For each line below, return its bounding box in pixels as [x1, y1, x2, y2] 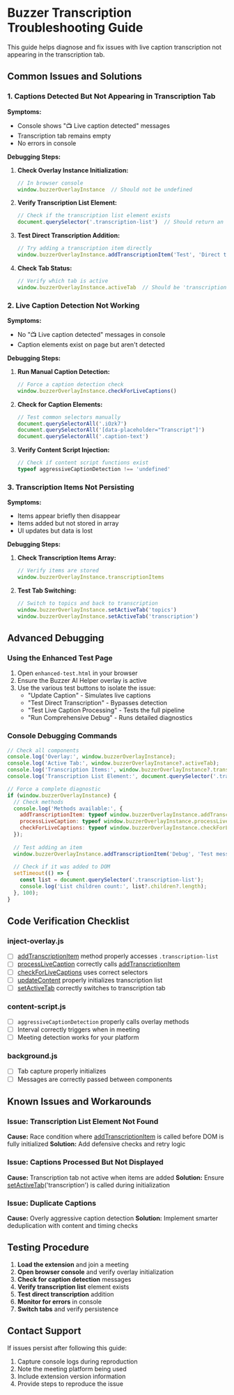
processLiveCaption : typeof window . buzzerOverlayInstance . [19, 818, 195, 825]
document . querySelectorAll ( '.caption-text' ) [17, 433, 149, 440]
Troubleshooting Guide [7, 20, 143, 36]
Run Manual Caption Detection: [17, 367, 110, 375]
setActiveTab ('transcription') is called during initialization [7, 1180, 171, 1189]
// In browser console [17, 180, 84, 187]
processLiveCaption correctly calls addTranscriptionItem [17, 960, 180, 969]
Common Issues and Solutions [7, 71, 143, 82]
